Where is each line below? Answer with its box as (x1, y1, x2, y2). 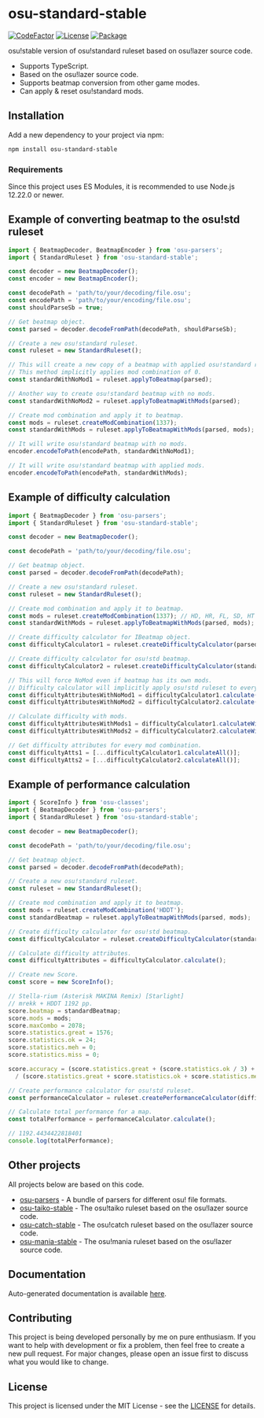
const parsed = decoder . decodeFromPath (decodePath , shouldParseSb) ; (8, 325, 237, 333)
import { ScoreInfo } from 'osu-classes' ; (8, 799, 149, 807)
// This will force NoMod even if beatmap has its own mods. (8, 676, 213, 685)
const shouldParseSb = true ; (8, 304, 104, 312)
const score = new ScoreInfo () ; (8, 978, 114, 986)
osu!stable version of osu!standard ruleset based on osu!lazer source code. (8, 46, 253, 55)
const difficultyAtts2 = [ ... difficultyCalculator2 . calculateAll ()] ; (8, 756, 241, 764)
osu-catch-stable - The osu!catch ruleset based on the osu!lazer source (19, 1220, 254, 1229)
